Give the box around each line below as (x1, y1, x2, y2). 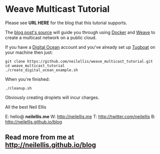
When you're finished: (5, 76, 50, 82)
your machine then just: (5, 49, 53, 55)
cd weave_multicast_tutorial (5, 63, 65, 68)
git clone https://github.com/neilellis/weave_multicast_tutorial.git (5, 59, 153, 64)
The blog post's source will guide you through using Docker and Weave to (5, 29, 156, 35)
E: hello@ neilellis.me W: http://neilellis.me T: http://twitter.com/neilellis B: (5, 114, 156, 119)
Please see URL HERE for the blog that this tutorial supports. (5, 20, 128, 26)
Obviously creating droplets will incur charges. (5, 94, 99, 100)
